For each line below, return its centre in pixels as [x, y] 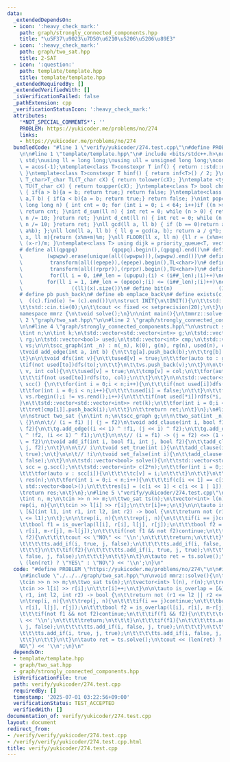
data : [15, 13]
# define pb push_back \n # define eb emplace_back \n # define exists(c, [122, 295]
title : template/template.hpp [63, 77]
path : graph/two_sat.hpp [55, 52]
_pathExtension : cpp [42, 103]
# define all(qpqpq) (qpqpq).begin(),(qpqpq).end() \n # [115, 250]
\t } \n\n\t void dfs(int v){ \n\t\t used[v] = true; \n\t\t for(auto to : [119, 359]
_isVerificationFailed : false [56, 97]
